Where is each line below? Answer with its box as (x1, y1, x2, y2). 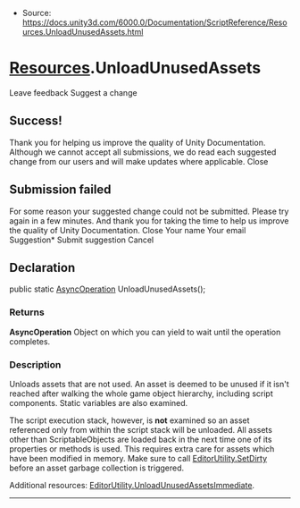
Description (9, 358, 62, 370)
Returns (9, 306, 45, 318)
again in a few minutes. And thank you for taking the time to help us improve (9, 215, 289, 226)
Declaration (9, 259, 76, 275)
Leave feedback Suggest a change (9, 87, 137, 97)
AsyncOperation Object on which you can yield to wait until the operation (9, 326, 281, 337)
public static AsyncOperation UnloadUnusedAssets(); (9, 284, 206, 294)
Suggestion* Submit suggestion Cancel (9, 234, 154, 245)
